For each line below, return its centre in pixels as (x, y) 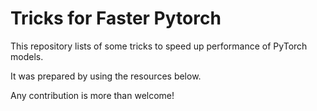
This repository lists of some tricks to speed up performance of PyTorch (159, 46)
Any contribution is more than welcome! (92, 95)
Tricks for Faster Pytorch (116, 18)
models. (27, 56)
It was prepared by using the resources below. (106, 76)
